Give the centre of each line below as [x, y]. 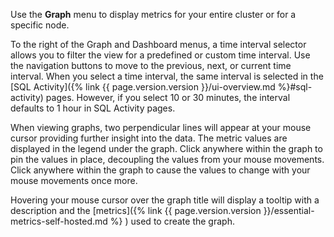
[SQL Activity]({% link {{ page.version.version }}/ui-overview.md [143, 87]
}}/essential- [289, 210]
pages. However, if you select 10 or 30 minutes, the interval [168, 97]
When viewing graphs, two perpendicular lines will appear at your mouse [161, 127]
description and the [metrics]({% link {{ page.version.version [136, 210]
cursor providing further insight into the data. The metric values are [149, 138]
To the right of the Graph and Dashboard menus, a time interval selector [158, 44]
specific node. [40, 25]
